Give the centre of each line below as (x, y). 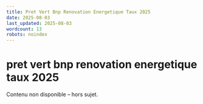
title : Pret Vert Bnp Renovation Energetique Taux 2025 (78, 12)
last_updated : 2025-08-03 (39, 23)
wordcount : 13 (24, 29)
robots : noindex (27, 35)
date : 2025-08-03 (28, 18)
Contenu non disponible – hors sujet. (52, 94)
